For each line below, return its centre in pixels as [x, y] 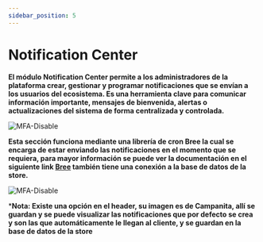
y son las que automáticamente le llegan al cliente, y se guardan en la [125, 222]
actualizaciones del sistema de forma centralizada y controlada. [116, 110]
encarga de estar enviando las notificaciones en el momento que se [122, 150]
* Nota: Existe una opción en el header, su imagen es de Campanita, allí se [132, 206]
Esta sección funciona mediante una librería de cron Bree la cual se [121, 141]
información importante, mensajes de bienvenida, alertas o [108, 102]
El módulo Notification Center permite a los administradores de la [118, 77]
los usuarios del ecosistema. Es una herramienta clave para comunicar [128, 94]
